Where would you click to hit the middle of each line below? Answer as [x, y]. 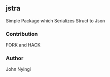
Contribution [22, 34]
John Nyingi [18, 69]
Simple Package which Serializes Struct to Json [56, 20]
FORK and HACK [23, 45]
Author [15, 58]
